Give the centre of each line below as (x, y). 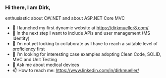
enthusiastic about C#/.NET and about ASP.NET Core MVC (65, 18)
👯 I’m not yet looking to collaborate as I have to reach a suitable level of (85, 44)
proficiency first (28, 49)
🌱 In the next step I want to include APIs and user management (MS (81, 33)
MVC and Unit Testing (35, 60)
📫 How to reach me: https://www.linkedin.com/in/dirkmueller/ (76, 71)
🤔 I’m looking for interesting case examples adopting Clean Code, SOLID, (87, 54)
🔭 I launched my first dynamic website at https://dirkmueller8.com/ (80, 28)
